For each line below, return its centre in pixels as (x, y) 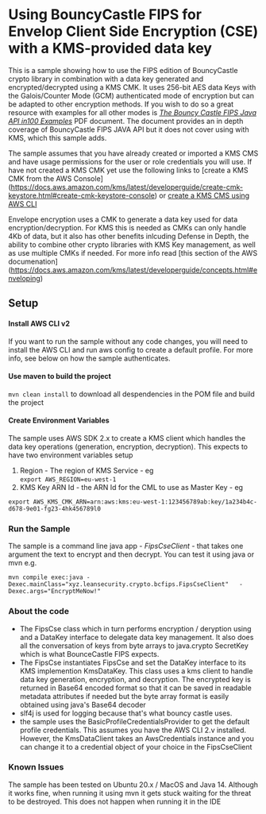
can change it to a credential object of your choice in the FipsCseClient (136, 746)
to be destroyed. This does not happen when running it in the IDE (115, 801)
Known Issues (36, 767)
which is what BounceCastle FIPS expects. (89, 654)
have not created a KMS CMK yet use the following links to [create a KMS (128, 170)
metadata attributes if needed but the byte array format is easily (124, 696)
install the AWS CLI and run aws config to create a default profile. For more (131, 349)
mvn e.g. (23, 563)
